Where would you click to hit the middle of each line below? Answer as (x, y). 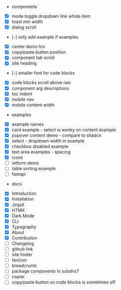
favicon (19, 260)
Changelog (23, 243)
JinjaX (18, 204)
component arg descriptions (40, 88)
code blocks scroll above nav (41, 83)
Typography (24, 227)
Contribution (24, 238)
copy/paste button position (39, 52)
